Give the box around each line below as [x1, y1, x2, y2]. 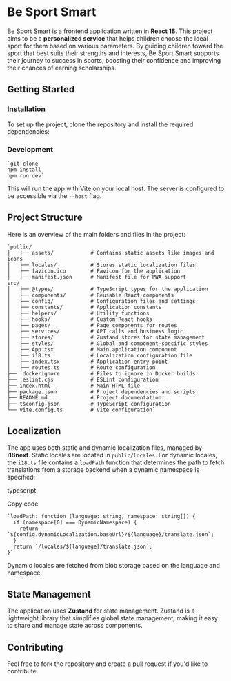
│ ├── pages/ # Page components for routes [7, 322, 177, 328]
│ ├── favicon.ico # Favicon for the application [7, 267, 181, 275]
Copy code [7, 500, 39, 508]
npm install [7, 166, 41, 173]
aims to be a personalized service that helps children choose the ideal [7, 34, 208, 42]
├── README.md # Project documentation [7, 394, 162, 401]
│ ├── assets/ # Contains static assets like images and [7, 249, 214, 256]
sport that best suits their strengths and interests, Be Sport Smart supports [7, 49, 219, 57]
